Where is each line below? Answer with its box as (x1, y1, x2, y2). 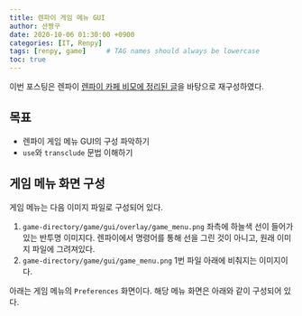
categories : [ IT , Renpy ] (9, 38, 103, 48)
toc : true (9, 55, 47, 64)
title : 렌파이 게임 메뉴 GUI (9, 13, 105, 23)
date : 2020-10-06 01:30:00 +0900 (9, 30, 135, 39)
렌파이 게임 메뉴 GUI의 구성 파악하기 (22, 135, 151, 146)
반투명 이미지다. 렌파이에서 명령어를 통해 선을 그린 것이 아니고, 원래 (39, 232, 275, 243)
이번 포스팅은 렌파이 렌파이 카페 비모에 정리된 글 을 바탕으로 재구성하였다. (9, 81, 264, 91)
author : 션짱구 (9, 22, 61, 31)
